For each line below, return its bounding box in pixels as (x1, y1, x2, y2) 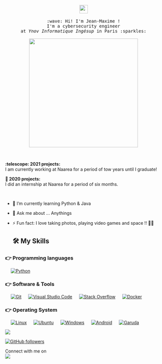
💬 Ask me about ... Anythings (12, 210, 72, 216)
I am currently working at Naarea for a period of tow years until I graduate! (5, 167, 158, 172)
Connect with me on (5, 348, 47, 354)
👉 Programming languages (5, 255, 74, 262)
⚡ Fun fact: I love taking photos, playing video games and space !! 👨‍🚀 (12, 220, 154, 226)
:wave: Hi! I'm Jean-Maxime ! (46, 18, 120, 24)
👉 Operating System (5, 306, 58, 313)
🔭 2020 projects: (5, 176, 41, 182)
